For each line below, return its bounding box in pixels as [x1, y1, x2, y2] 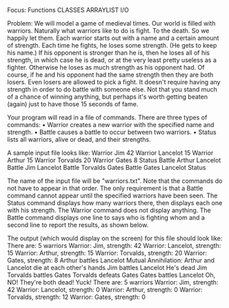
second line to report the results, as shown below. [7, 221, 149, 229]
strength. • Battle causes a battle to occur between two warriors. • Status [7, 128, 217, 136]
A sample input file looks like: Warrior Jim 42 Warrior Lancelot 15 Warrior [7, 148, 214, 157]
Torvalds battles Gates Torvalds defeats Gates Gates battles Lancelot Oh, [7, 271, 216, 279]
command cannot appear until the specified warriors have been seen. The [7, 191, 218, 200]
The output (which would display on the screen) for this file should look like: [7, 234, 223, 242]
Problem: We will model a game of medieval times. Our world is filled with [7, 19, 216, 27]
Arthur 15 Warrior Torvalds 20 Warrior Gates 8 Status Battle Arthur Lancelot [7, 156, 221, 164]
